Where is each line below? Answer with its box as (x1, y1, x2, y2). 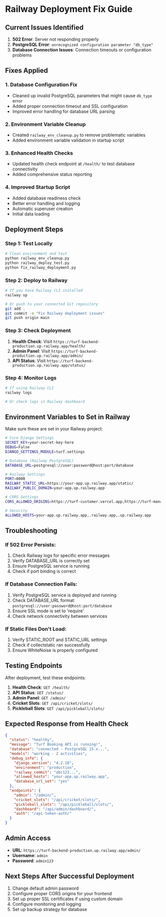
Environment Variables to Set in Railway (5, 413, 130, 421)
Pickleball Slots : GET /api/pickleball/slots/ (12, 705, 105, 711)
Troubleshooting (5, 526, 58, 535)
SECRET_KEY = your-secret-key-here (5, 440, 74, 445)
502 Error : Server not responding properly (12, 36, 99, 42)
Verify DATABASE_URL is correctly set (12, 558, 90, 564)
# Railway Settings (5, 472, 45, 477)
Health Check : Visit (12, 338, 53, 344)
